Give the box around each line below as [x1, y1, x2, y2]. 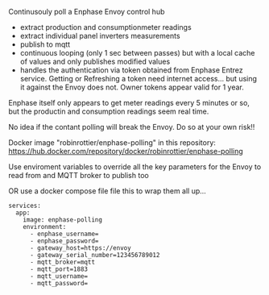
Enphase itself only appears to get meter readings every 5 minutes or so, [8, 98, 250, 107]
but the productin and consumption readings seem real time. [8, 106, 209, 116]
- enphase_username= [29, 230, 99, 238]
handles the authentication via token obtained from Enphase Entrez [19, 65, 243, 75]
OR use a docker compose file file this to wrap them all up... [8, 186, 207, 196]
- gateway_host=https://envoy [29, 244, 131, 252]
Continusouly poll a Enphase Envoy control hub [8, 7, 165, 16]
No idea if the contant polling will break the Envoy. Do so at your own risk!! [8, 123, 255, 131]
